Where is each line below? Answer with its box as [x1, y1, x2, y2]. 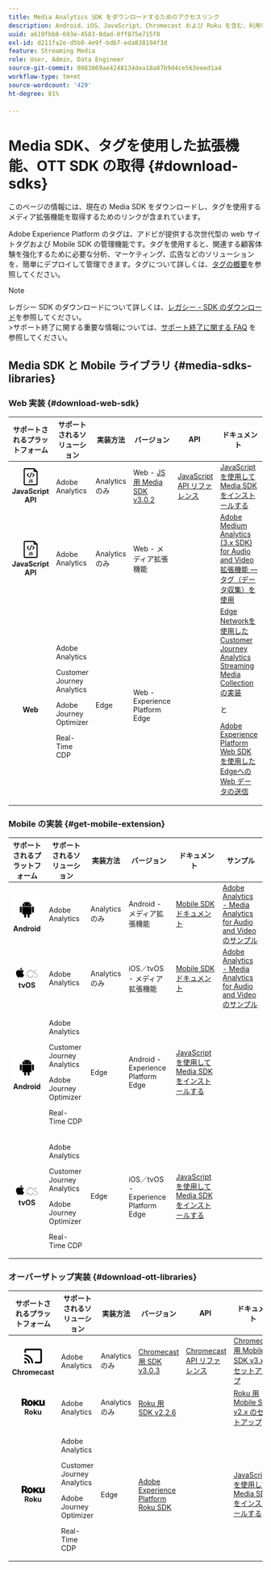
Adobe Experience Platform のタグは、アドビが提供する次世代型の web [8, 229, 245, 239]
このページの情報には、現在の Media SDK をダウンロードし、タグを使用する [8, 202, 261, 211]
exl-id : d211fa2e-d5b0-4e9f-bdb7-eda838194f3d [8, 39, 168, 47]
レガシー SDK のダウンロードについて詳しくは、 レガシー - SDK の [8, 303, 227, 312]
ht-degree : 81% [8, 90, 60, 98]
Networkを [219, 616, 256, 626]
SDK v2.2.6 [138, 1408, 177, 1417]
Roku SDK [138, 1502, 172, 1513]
